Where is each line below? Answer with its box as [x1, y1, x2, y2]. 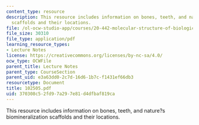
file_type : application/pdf [6, 36, 76, 42]
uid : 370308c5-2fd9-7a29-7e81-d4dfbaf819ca [6, 91, 115, 97]
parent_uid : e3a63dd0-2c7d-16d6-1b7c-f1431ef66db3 [6, 74, 134, 80]
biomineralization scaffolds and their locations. [6, 113, 120, 120]
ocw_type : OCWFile [6, 58, 52, 64]
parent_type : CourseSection [6, 69, 76, 75]
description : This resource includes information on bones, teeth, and [6, 14, 187, 20]
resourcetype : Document [6, 80, 65, 86]
